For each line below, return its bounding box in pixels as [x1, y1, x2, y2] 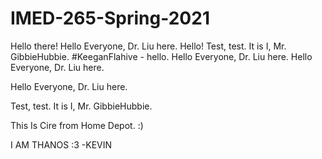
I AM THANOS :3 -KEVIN [10, 138, 113, 151]
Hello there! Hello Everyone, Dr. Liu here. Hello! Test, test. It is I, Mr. [10, 40, 287, 52]
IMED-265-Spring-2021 [10, 7, 210, 30]
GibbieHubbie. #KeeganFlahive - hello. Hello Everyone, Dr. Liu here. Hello [10, 50, 313, 62]
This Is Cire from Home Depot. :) [10, 119, 144, 131]
